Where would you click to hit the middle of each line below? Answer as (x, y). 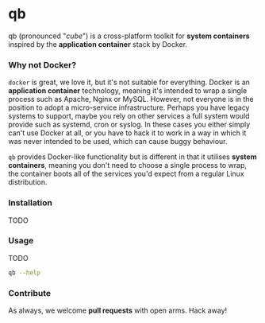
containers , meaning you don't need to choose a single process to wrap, (128, 165)
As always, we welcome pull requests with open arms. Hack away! (118, 310)
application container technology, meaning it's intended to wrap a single (128, 91)
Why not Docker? (42, 64)
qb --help (25, 272)
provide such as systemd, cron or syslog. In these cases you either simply (129, 125)
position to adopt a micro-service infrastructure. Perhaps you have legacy (129, 107)
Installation (31, 203)
